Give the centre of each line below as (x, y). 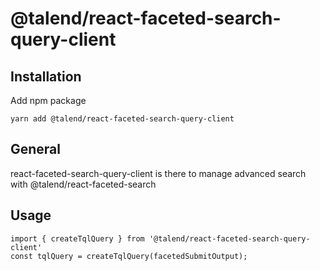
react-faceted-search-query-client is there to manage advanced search (158, 173)
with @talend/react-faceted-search (83, 184)
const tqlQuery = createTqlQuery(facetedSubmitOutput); (129, 256)
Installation (46, 76)
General (36, 149)
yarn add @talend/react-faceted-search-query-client (122, 119)
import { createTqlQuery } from (77, 238)
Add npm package (48, 100)
